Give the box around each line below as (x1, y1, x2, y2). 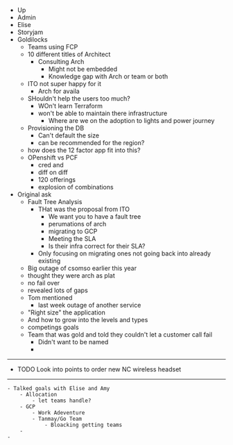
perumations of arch (48, 220, 107, 228)
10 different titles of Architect (27, 50, 111, 58)
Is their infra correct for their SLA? (48, 242, 146, 250)
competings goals (27, 323, 79, 331)
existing (37, 257, 61, 265)
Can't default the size (37, 131, 99, 140)
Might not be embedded (48, 65, 118, 73)
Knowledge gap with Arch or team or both (48, 72, 169, 81)
